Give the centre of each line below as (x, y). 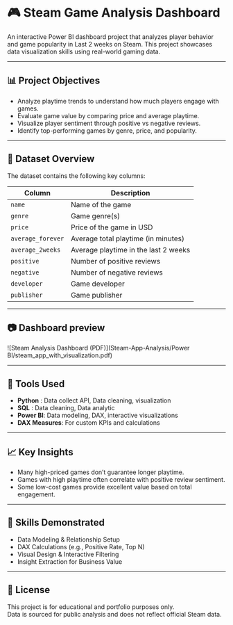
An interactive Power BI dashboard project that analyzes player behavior (110, 36)
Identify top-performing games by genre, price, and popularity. (107, 130)
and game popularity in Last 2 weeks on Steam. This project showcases (110, 44)
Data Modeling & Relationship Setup (68, 539)
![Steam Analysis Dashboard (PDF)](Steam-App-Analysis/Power (98, 348)
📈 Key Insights (41, 452)
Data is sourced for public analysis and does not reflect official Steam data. (114, 614)
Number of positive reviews (115, 261)
